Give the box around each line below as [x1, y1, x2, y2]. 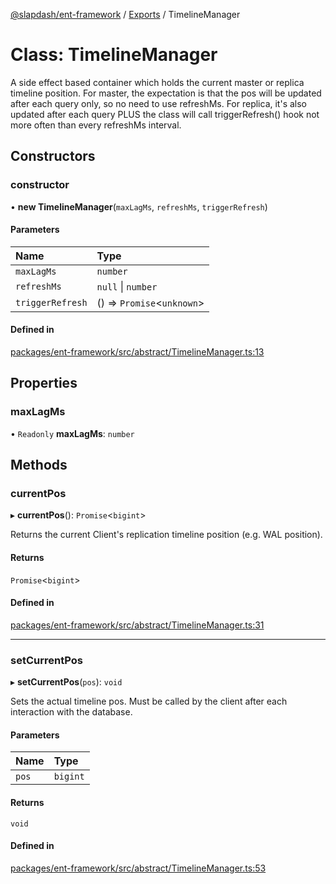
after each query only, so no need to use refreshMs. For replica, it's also [10, 97, 308, 109]
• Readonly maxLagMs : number [10, 427, 135, 439]
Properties [10, 375, 78, 392]
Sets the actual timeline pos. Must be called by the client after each [10, 695, 288, 708]
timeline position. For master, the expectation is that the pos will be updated [10, 87, 322, 99]
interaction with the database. [10, 706, 133, 718]
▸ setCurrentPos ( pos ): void [10, 676, 123, 688]
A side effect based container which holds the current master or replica [10, 76, 305, 88]
